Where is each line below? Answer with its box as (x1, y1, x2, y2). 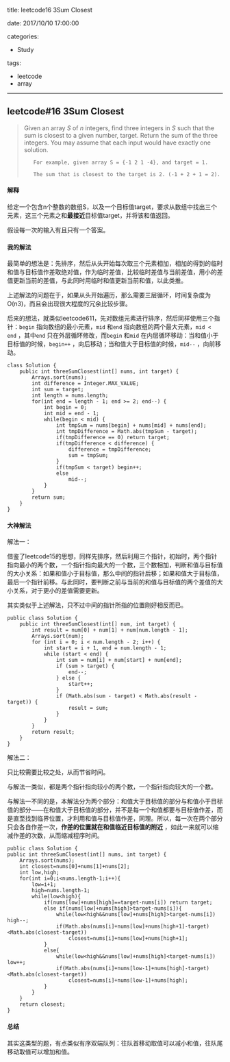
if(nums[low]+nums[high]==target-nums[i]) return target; (43, 899, 213, 906)
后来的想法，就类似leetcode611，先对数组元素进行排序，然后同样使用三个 (7, 314, 214, 323)
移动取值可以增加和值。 (7, 1048, 73, 1056)
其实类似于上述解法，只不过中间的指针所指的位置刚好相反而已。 (7, 601, 187, 609)
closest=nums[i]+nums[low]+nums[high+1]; (68, 935, 188, 942)
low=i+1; (31, 881, 57, 888)
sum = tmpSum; (68, 452, 109, 459)
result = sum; (68, 705, 109, 712)
